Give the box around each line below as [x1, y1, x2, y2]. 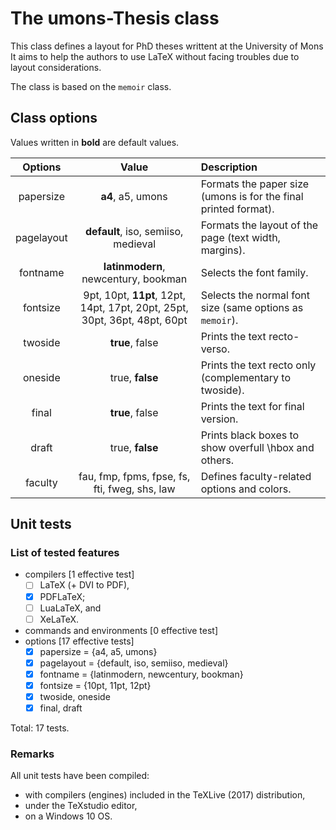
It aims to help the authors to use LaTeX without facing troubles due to [10, 50, 300, 62]
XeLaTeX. [39, 613, 80, 625]
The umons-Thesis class [10, 7, 220, 30]
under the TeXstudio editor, [24, 800, 138, 812]
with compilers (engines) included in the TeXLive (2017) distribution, [24, 789, 306, 801]
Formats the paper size [200, 177, 310, 191]
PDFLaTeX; [39, 590, 86, 602]
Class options [10, 110, 98, 127]
